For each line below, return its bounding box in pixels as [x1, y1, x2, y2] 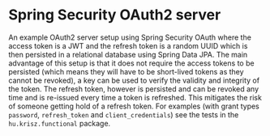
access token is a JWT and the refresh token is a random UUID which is [8, 40, 248, 50]
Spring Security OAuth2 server [8, 6, 221, 24]
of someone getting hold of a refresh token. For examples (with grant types [8, 101, 259, 111]
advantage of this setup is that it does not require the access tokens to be [8, 58, 255, 68]
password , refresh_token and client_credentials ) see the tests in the [8, 109, 239, 119]
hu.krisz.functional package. [8, 118, 111, 128]
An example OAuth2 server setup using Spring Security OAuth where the [8, 32, 251, 42]
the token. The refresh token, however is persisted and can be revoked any [8, 83, 259, 94]
